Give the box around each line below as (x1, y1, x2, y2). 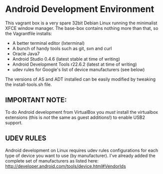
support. (5, 119, 23, 125)
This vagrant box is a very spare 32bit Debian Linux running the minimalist (5, 20, 158, 26)
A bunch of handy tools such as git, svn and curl (12, 45, 112, 51)
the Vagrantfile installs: (5, 30, 52, 36)
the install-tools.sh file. (5, 81, 52, 87)
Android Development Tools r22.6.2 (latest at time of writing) (12, 61, 137, 67)
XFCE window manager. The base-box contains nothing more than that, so (5, 25, 159, 31)
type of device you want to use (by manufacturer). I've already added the (5, 153, 156, 159)
